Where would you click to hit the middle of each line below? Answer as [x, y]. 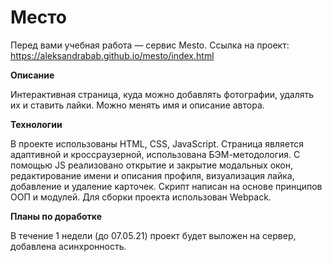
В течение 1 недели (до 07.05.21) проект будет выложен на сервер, [153, 235]
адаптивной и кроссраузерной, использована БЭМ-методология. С [155, 154]
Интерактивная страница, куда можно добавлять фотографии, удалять [162, 94]
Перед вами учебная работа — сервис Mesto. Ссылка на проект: [150, 45]
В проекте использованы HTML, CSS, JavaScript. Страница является [157, 143]
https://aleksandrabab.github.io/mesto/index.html [112, 55]
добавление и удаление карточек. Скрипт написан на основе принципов [166, 186]
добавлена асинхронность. [68, 246]
